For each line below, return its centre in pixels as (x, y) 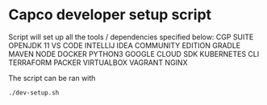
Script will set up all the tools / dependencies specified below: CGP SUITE (131, 37)
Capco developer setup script (110, 15)
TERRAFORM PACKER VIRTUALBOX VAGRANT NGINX (98, 63)
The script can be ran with (52, 78)
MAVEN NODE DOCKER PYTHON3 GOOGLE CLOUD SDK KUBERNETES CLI (134, 54)
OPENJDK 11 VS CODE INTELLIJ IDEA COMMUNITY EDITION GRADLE (125, 45)
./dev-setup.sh (34, 93)
